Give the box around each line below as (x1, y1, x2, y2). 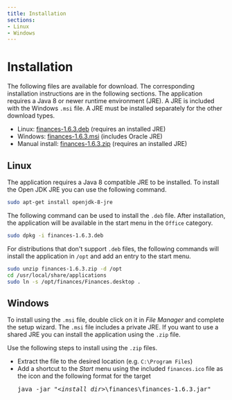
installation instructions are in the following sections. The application (7, 89, 203, 98)
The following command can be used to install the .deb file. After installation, (7, 211, 226, 219)
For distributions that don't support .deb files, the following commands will (7, 244, 220, 253)
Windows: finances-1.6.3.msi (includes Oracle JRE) (17, 132, 163, 140)
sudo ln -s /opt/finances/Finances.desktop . (7, 278, 141, 285)
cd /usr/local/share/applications (7, 271, 107, 279)
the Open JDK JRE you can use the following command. (7, 185, 167, 194)
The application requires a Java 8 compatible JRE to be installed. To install (7, 178, 220, 186)
